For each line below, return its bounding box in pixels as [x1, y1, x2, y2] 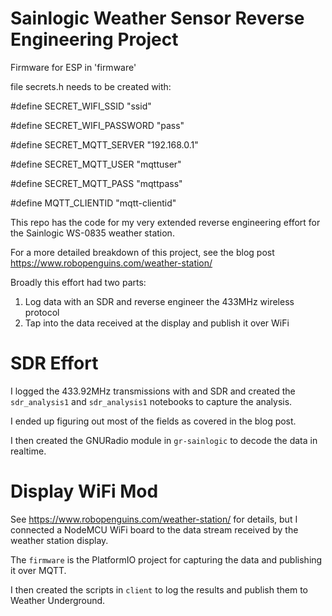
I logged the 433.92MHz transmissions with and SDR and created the [10, 385, 296, 397]
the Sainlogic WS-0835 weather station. [10, 227, 175, 239]
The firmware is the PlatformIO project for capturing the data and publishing [10, 553, 323, 566]
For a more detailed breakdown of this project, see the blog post [10, 246, 275, 258]
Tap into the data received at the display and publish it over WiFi [24, 317, 290, 329]
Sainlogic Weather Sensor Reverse [10, 7, 305, 30]
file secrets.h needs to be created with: [10, 80, 172, 92]
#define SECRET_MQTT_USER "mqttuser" [10, 158, 182, 170]
